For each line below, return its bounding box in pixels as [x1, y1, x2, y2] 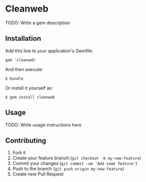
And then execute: [5, 66, 43, 72]
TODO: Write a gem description [5, 20, 70, 26]
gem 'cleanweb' [5, 57, 37, 63]
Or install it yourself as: [5, 85, 53, 91]
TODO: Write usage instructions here [5, 122, 82, 128]
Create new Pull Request [12, 171, 64, 177]
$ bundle [5, 76, 24, 81]
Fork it [12, 150, 26, 156]
